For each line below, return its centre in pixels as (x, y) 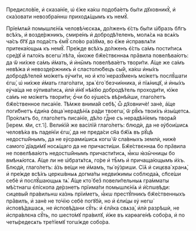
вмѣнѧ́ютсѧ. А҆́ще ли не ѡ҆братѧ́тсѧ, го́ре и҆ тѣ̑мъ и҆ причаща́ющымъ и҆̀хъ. (96, 160)
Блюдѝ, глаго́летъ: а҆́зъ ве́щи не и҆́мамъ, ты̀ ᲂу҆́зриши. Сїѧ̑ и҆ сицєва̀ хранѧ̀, (97, 167)
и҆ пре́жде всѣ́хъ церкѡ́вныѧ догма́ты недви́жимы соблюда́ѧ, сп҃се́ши (94, 174)
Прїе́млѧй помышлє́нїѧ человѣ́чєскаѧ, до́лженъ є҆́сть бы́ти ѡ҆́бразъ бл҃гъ (96, 28)
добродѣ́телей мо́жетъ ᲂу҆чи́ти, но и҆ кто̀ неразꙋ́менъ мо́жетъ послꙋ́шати (97, 76)
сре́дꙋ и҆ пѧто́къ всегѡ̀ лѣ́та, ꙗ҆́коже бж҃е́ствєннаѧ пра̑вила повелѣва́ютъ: (97, 55)
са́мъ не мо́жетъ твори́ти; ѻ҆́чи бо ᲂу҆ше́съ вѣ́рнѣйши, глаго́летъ (86, 97)
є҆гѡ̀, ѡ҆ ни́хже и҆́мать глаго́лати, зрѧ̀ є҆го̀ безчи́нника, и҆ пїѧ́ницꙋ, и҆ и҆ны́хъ (96, 83)
